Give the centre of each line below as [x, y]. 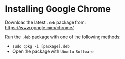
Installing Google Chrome [58, 9]
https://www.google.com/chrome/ [39, 27]
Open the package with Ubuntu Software [53, 51]
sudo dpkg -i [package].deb [41, 46]
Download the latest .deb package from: [46, 22]
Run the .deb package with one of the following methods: [63, 37]
